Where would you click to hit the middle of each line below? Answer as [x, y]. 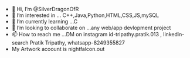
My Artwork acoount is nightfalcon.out [58, 49]
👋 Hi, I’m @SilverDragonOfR [45, 9]
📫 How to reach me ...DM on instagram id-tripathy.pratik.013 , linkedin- [98, 34]
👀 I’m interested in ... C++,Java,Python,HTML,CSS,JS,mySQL [85, 15]
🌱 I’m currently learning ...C [45, 21]
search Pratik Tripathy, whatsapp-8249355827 [68, 43]
